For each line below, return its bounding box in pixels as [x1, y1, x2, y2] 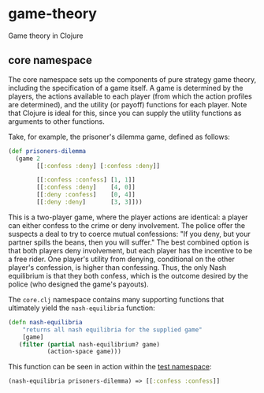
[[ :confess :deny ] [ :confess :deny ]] [36, 162, 160, 170]
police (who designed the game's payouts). [8, 279, 149, 289]
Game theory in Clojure [8, 31, 84, 40]
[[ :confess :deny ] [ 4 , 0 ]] [36, 183, 136, 192]
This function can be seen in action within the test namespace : [8, 362, 212, 372]
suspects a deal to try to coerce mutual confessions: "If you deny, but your [8, 229, 251, 238]
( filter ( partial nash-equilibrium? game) [18, 340, 160, 348]
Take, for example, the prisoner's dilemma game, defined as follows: [8, 132, 230, 141]
